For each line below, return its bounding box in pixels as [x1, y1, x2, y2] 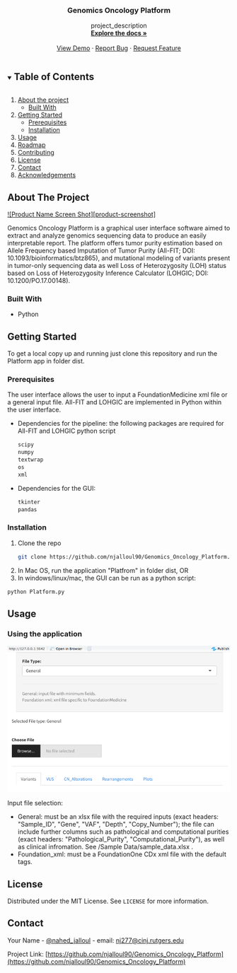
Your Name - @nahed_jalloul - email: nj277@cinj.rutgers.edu [7, 936, 184, 945]
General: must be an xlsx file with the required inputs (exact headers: [17, 812, 219, 821]
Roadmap [17, 141, 46, 149]
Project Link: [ [7, 950, 48, 958]
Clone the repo [17, 539, 62, 547]
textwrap [17, 456, 44, 464]
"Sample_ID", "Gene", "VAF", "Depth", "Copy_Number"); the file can [17, 820, 214, 829]
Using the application [7, 629, 83, 639]
